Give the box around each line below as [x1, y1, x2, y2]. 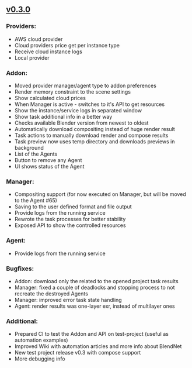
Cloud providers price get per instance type [14, 42, 120, 49]
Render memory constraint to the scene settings [14, 88, 131, 95]
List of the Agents [14, 150, 57, 157]
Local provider [14, 54, 50, 61]
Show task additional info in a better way [14, 113, 113, 120]
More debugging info [14, 355, 65, 362]
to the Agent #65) [14, 197, 57, 204]
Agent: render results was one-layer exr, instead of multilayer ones [14, 302, 175, 309]
